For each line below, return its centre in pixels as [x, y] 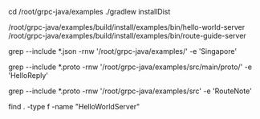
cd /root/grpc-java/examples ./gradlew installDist [89, 12]
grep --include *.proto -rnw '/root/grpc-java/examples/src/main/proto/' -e [130, 67]
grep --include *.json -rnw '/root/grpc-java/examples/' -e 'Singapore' [123, 51]
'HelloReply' [28, 75]
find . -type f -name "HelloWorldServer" [74, 107]
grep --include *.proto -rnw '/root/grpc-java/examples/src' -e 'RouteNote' [130, 91]
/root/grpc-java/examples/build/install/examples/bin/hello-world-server [127, 27]
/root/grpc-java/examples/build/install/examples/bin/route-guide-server [127, 36]
